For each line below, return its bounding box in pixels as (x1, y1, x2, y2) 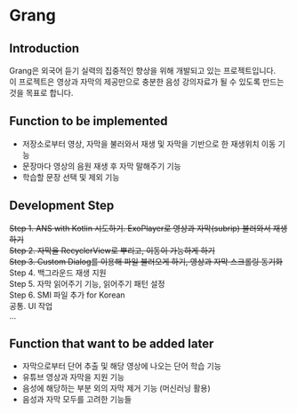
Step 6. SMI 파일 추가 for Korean (9, 290, 126, 300)
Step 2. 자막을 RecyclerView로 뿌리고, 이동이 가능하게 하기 (9, 245, 215, 256)
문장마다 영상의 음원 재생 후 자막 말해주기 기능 (21, 161, 181, 171)
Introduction (9, 41, 80, 56)
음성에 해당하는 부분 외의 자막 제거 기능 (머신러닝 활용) (21, 383, 211, 393)
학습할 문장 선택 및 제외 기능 (21, 171, 120, 182)
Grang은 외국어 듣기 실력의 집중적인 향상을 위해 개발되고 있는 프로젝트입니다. (9, 66, 277, 75)
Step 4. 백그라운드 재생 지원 (9, 267, 107, 278)
